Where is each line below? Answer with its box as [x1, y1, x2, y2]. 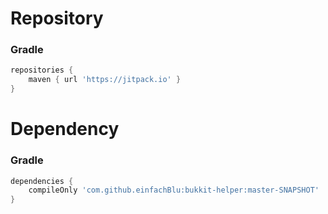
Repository [10, 7, 104, 30]
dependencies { [10, 176, 74, 186]
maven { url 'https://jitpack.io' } [28, 75, 182, 85]
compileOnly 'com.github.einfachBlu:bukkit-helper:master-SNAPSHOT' [28, 185, 320, 196]
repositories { [10, 65, 74, 76]
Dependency [10, 118, 120, 141]
